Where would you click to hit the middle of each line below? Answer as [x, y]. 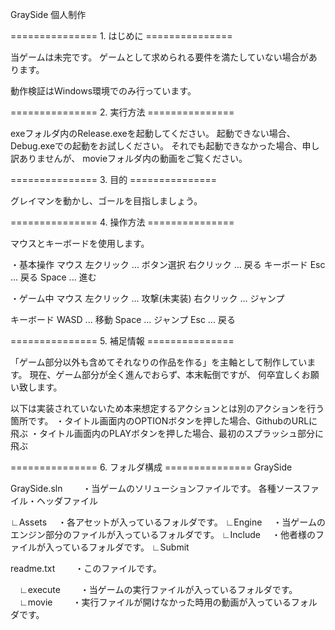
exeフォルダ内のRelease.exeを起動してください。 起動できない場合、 [153, 133]
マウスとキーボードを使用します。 [80, 243]
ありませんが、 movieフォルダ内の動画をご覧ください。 [133, 158]
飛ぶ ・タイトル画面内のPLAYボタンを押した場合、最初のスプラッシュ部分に [167, 433]
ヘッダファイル [67, 501]
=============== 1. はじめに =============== [121, 36]
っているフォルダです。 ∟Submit [121, 547]
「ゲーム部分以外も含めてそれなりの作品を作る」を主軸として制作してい [159, 362]
